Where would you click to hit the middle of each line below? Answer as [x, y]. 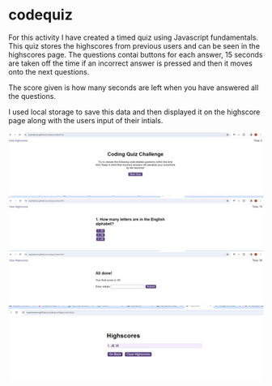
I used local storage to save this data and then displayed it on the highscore [134, 112]
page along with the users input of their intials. [86, 120]
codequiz [40, 15]
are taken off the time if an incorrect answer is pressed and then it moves [130, 63]
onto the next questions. [49, 71]
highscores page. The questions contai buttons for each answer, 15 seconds [136, 54]
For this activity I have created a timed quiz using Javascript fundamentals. [134, 37]
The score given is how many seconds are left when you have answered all [134, 88]
